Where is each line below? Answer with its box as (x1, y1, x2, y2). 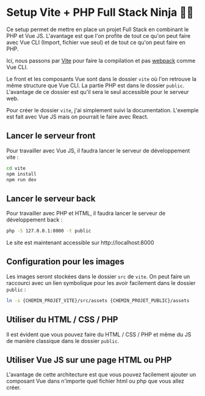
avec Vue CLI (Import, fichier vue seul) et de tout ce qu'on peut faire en (6, 38, 186, 46)
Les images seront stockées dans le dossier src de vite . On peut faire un (6, 273, 190, 280)
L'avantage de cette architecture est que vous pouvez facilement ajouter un (6, 371, 196, 378)
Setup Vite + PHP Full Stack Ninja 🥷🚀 (6, 5, 194, 20)
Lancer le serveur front (6, 131, 96, 141)
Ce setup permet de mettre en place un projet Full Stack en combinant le (6, 26, 189, 33)
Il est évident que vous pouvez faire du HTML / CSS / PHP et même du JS (6, 331, 192, 338)
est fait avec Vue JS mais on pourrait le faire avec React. (6, 113, 149, 120)
